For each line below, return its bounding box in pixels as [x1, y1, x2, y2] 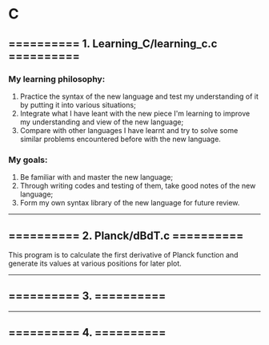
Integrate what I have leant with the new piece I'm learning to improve [19, 108, 251, 118]
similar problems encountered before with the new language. [19, 134, 222, 144]
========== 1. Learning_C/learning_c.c [8, 37, 218, 51]
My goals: [8, 154, 48, 165]
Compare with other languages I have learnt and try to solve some [19, 125, 239, 135]
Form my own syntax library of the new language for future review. [19, 198, 240, 208]
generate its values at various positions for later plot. [8, 258, 182, 268]
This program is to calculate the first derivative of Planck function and [8, 250, 239, 259]
